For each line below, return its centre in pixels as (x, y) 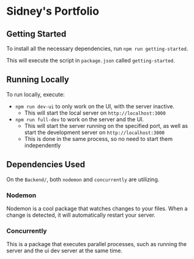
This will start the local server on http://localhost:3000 (95, 113)
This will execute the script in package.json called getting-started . (91, 60)
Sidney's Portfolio (53, 11)
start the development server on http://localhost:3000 (95, 132)
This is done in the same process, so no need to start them (99, 138)
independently (43, 145)
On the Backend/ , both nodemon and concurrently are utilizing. (83, 179)
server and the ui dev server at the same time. (64, 251)
